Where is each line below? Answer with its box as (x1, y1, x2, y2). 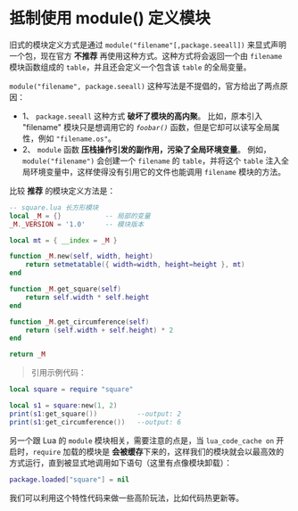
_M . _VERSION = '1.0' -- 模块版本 (9, 219, 145, 228)
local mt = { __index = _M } (9, 235, 118, 245)
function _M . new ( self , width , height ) (9, 251, 153, 261)
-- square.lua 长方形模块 (9, 202, 99, 212)
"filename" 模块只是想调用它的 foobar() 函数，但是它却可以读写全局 (21, 121, 272, 132)
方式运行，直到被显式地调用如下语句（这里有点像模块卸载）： (9, 457, 232, 468)
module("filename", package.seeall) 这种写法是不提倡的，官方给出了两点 (9, 80, 281, 91)
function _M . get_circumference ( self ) (9, 317, 150, 326)
